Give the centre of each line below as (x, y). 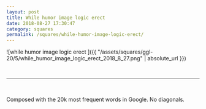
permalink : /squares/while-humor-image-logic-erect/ (75, 35)
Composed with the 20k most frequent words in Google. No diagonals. (96, 100)
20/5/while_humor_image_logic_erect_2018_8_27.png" (74, 58)
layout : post (23, 12)
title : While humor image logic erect (56, 18)
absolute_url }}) (166, 58)
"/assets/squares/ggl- (125, 52)
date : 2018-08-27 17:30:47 (41, 23)
